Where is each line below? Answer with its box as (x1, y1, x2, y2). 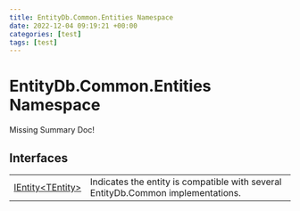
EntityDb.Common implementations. (89, 187, 241, 199)
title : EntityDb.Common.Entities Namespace (9, 12, 174, 22)
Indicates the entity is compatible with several (89, 175, 282, 188)
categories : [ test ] (9, 29, 82, 38)
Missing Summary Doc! (9, 125, 96, 135)
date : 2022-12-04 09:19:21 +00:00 (9, 21, 138, 30)
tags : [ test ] (9, 37, 58, 47)
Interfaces (9, 150, 69, 166)
